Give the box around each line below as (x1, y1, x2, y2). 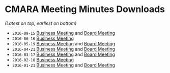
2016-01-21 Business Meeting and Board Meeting (12, 62, 115, 68)
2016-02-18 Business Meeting (12, 56, 74, 62)
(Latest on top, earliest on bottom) (5, 20, 77, 26)
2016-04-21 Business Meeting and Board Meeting (12, 46, 115, 52)
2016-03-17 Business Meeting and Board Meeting (12, 51, 115, 57)
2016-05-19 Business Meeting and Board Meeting (12, 40, 115, 46)
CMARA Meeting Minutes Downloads (5, 4, 165, 15)
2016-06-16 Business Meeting (12, 35, 74, 41)
